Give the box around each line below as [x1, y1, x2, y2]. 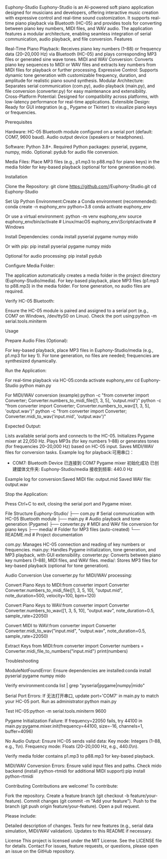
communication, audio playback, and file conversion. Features [5, 36, 133, 42]
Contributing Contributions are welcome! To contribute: [5, 783, 118, 789]
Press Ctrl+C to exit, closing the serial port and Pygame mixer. [5, 501, 133, 506]
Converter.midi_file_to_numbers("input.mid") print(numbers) [5, 648, 128, 654]
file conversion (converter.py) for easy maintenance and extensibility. [5, 88, 147, 94]
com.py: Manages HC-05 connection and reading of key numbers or [5, 541, 146, 547]
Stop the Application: [5, 491, 48, 497]
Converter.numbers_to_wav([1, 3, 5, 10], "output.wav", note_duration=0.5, [5, 608, 155, 613]
